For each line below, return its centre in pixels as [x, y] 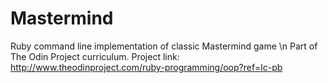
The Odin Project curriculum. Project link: [95, 56]
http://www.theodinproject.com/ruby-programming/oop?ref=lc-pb [146, 67]
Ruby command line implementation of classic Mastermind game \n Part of [164, 46]
